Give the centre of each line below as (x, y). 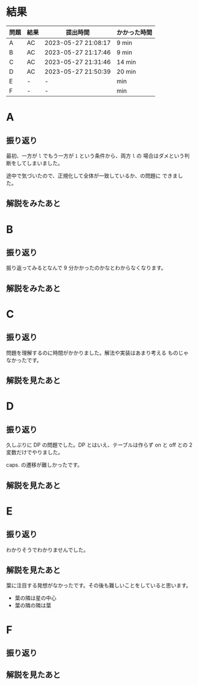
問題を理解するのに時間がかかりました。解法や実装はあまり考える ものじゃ (98, 353)
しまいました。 (45, 163)
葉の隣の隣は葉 (33, 605)
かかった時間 (134, 32)
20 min (126, 72)
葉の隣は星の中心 (35, 598)
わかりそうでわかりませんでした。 (47, 550)
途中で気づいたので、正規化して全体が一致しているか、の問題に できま (92, 176)
